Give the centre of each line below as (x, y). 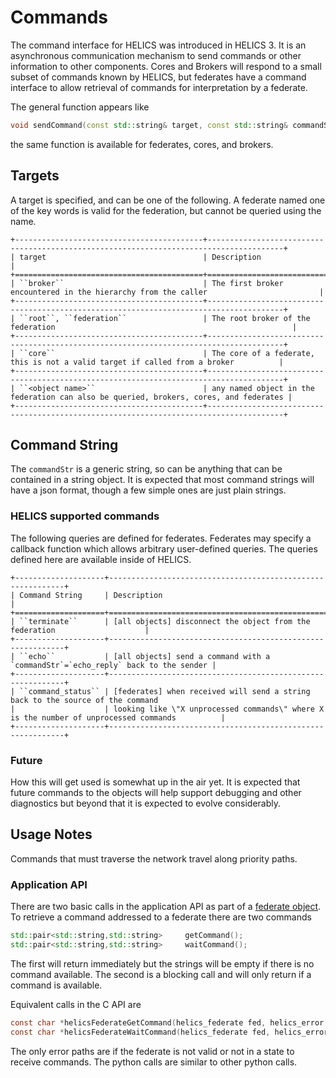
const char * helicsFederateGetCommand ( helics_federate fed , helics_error (167, 1022)
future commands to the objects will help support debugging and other (156, 793)
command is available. (56, 985)
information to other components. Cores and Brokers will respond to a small (166, 66)
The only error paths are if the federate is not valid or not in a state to (152, 1051)
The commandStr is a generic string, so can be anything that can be (146, 469)
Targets (35, 176)
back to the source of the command (84, 700)
